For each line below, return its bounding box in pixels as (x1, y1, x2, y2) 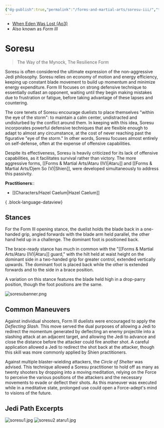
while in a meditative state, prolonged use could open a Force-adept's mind (5, 385, 157, 391)
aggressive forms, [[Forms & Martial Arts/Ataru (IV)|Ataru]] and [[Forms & (5, 160, 152, 166)
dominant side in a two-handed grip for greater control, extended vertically (5, 256, 156, 262)
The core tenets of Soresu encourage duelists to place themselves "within (5, 109, 154, 115)
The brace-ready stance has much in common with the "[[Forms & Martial (5, 246, 154, 252)
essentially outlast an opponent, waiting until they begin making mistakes (5, 89, 152, 95)
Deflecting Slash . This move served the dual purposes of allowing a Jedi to (5, 323, 156, 329)
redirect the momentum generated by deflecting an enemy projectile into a (5, 329, 155, 335)
